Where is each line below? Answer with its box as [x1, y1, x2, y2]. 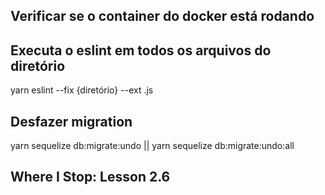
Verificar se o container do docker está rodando [10, 8, 315, 25]
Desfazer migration [10, 113, 133, 130]
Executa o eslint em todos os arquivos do [10, 42, 272, 59]
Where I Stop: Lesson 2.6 [10, 169, 171, 186]
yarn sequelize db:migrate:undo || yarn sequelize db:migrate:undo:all [10, 140, 295, 152]
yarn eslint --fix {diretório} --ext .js [10, 84, 154, 96]
